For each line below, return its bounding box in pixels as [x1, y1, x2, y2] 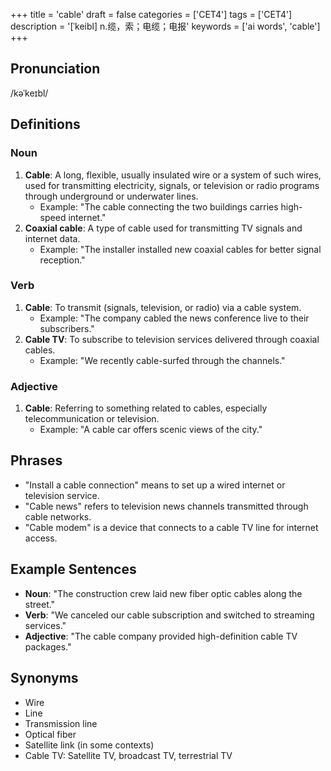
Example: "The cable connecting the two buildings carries [39, 200, 279, 213]
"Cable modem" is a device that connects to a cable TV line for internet [24, 521, 319, 533]
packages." [24, 640, 72, 653]
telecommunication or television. [24, 413, 160, 425]
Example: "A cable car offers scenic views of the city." [39, 424, 263, 436]
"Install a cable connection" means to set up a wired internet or [24, 479, 286, 491]
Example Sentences [10, 561, 137, 578]
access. [24, 532, 58, 544]
